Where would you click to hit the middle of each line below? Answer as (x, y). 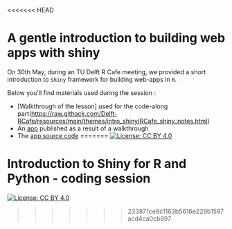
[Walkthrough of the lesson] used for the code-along (92, 106)
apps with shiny (54, 53)
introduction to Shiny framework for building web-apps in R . (92, 79)
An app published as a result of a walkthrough (83, 128)
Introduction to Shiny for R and (97, 164)
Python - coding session (79, 179)
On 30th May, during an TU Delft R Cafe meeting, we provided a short (107, 71)
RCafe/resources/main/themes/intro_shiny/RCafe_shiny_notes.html (112, 121)
